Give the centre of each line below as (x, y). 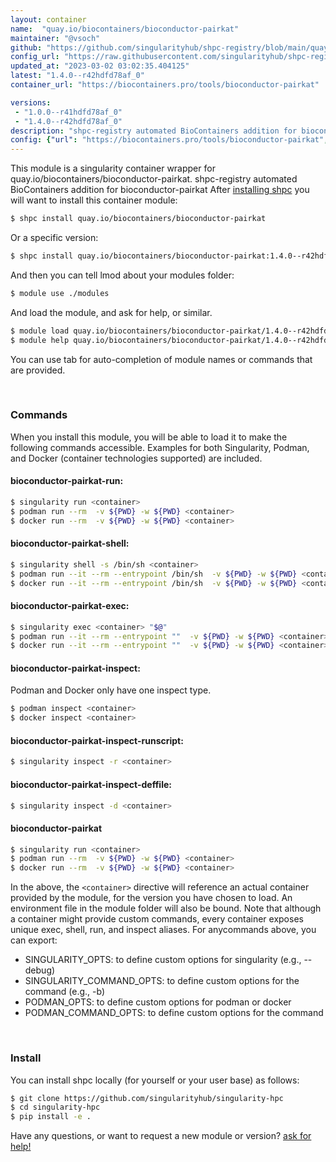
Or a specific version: (54, 237)
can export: (34, 940)
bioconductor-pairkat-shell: (70, 543)
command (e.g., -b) (65, 992)
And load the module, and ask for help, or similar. (111, 312)
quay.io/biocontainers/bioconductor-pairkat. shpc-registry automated (154, 179)
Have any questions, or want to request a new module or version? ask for (161, 1136)
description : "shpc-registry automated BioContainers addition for (154, 131)
